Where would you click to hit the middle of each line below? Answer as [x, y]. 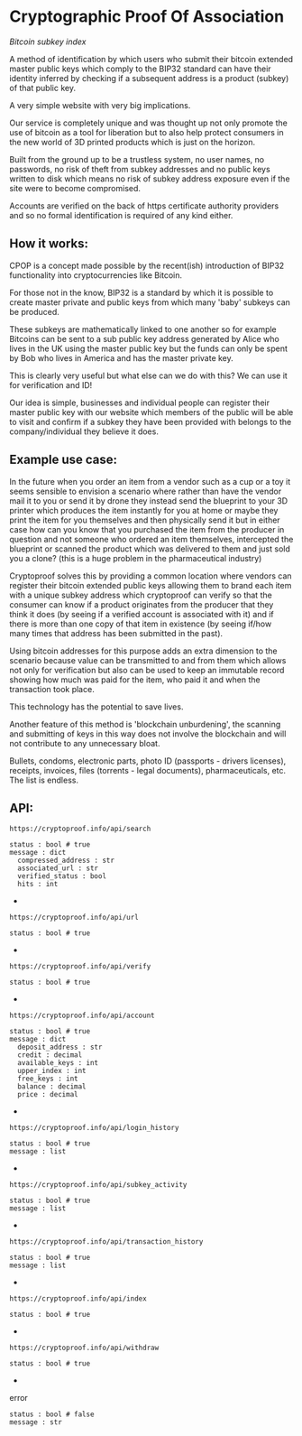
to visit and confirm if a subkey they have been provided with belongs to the [151, 422]
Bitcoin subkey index [48, 42]
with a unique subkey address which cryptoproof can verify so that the [141, 595]
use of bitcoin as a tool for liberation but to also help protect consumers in [146, 132]
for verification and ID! [51, 384]
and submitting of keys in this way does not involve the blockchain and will [148, 734]
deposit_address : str [60, 1047]
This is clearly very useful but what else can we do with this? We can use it [149, 375]
